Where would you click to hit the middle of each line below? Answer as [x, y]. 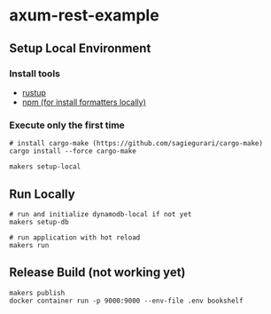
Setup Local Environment [80, 48]
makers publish [37, 293]
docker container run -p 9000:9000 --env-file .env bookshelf [126, 301]
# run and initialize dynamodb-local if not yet [101, 214]
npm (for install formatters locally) [84, 102]
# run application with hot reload [75, 237]
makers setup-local [45, 167]
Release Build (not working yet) [97, 273]
